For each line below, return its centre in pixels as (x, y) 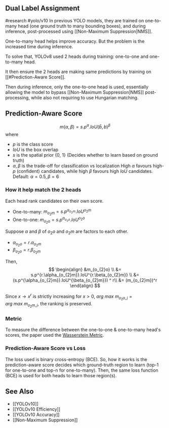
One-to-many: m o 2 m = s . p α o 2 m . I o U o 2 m (52, 212)
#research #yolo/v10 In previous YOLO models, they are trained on (75, 20)
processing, (18, 97)
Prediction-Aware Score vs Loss (46, 348)
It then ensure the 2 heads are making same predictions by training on (78, 72)
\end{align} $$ (85, 286)
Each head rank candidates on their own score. (54, 201)
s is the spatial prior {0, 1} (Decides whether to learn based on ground (85, 155)
